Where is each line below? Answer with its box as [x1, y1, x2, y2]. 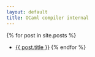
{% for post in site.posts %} [6, 31, 77, 39]
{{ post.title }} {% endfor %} [15, 44, 86, 51]
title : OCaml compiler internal [6, 15, 89, 21]
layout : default [6, 9, 48, 15]
